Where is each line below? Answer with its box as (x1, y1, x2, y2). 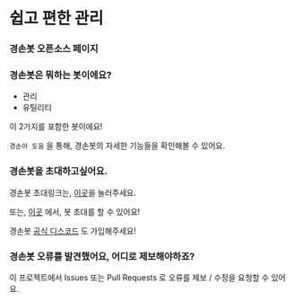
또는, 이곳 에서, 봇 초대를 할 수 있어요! (9, 206, 141, 217)
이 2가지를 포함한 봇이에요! (9, 121, 103, 132)
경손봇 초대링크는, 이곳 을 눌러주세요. (9, 187, 136, 198)
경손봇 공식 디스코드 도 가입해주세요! (9, 226, 136, 236)
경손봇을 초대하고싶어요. (9, 165, 108, 178)
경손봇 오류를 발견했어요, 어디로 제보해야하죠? (9, 250, 195, 262)
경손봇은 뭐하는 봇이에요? (9, 69, 112, 82)
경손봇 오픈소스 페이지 (9, 42, 99, 55)
